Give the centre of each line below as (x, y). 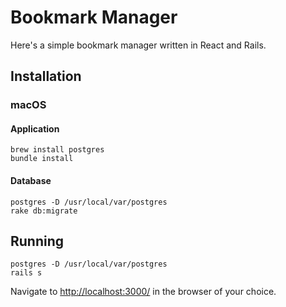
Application (35, 128)
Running (37, 241)
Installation (46, 76)
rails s (26, 273)
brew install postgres (57, 150)
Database (31, 181)
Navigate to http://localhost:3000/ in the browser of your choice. (143, 292)
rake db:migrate (44, 211)
